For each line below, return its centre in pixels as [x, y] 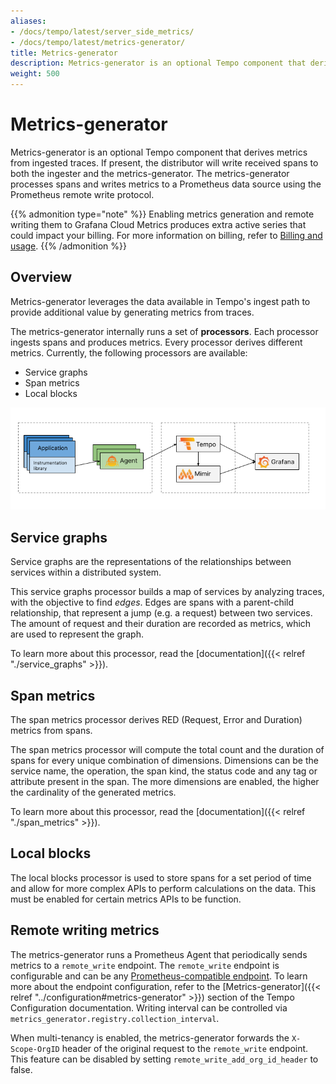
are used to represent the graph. [77, 634]
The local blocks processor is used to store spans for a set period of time [161, 877]
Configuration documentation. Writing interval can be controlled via [149, 1007]
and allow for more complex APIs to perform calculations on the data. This [163, 888]
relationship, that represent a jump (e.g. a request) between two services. [161, 613]
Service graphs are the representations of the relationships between [151, 562]
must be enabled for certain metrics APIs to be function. [126, 899]
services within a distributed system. [86, 572]
